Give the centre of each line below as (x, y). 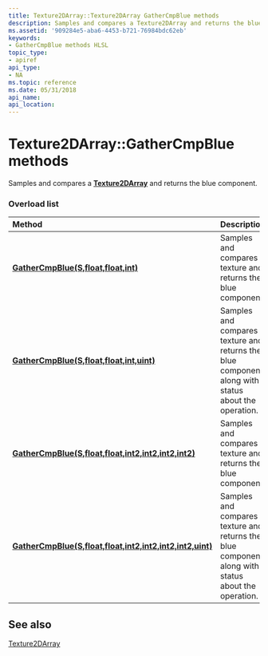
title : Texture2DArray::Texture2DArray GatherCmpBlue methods (114, 16)
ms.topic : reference (43, 82)
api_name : (25, 97)
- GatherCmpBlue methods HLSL (59, 45)
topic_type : (28, 53)
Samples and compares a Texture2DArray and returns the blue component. (133, 184)
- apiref (23, 61)
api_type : (25, 68)
